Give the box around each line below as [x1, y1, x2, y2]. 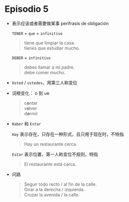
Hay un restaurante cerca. [24, 141, 78, 147]
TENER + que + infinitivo [11, 30, 63, 36]
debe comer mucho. [24, 69, 66, 75]
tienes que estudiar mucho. [24, 45, 80, 51]
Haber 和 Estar [11, 121, 42, 126]
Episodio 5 [4, 3, 49, 15]
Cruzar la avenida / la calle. [24, 192, 80, 198]
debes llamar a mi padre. [24, 64, 75, 70]
